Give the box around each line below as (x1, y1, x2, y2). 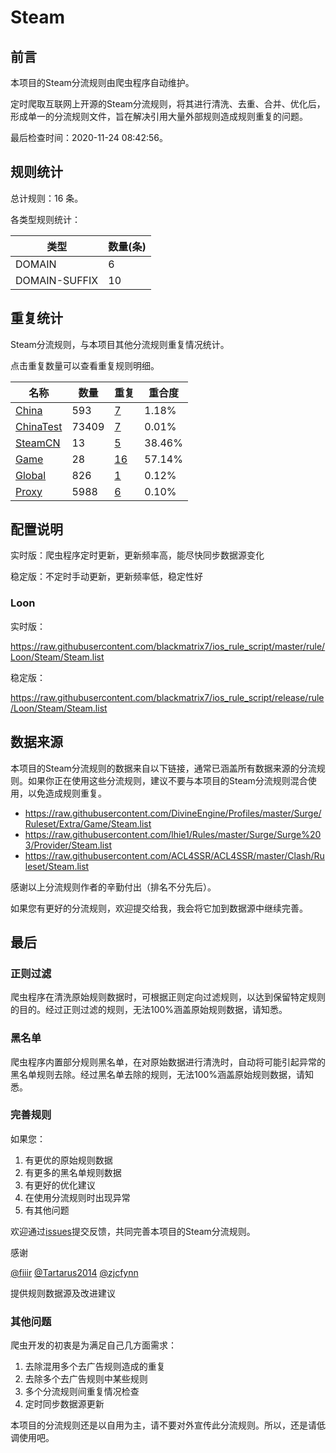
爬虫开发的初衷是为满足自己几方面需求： (10, 1339, 177, 1351)
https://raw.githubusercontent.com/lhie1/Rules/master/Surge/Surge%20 (24, 828, 322, 840)
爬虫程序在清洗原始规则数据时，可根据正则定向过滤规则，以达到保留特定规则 (10, 991, 326, 1003)
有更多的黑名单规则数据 (24, 1166, 122, 1178)
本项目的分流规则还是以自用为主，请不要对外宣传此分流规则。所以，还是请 (10, 1419, 317, 1431)
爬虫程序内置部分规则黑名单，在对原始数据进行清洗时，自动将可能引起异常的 (10, 1056, 326, 1068)
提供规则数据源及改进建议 (10, 1287, 116, 1299)
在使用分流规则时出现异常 (24, 1191, 131, 1203)
